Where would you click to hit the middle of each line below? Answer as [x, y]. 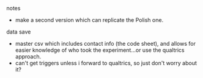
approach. [28, 56]
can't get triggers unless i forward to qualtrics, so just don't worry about [106, 63]
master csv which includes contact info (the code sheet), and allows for [105, 44]
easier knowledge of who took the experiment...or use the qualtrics [100, 50]
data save [19, 32]
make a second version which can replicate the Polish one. [89, 20]
